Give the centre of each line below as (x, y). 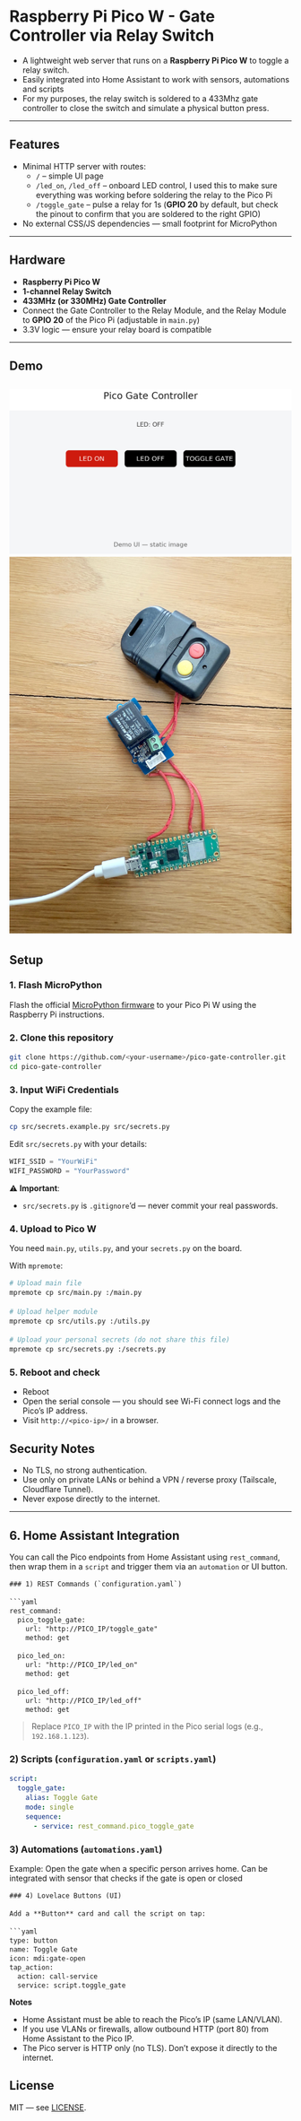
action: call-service (58, 1976)
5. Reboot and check (55, 1372)
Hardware (37, 261)
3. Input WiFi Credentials (64, 1090)
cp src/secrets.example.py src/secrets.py (90, 1127)
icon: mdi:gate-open (48, 1958)
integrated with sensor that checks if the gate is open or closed (126, 1878)
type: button (34, 1940)
